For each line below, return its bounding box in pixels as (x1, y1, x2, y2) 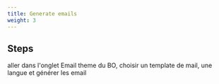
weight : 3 (7, 17, 37, 24)
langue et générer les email (7, 69, 87, 77)
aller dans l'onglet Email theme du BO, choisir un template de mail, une (7, 61, 213, 70)
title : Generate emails (7, 10, 78, 17)
